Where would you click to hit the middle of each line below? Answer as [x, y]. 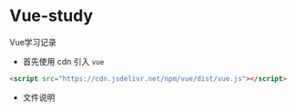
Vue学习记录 [33, 42]
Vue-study [51, 16]
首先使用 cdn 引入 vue [63, 61]
